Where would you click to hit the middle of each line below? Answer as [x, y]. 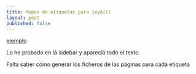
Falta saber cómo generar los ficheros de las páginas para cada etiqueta [98, 64]
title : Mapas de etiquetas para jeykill [59, 12]
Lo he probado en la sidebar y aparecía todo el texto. [73, 53]
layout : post [23, 18]
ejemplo [17, 41]
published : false [29, 23]
